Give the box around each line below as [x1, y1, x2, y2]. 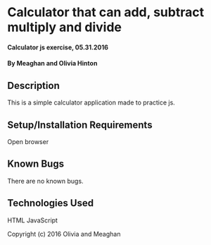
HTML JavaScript [7, 216, 58, 225]
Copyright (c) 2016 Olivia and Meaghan [7, 229, 121, 238]
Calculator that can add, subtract [7, 4, 205, 20]
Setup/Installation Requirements [7, 119, 153, 131]
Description [7, 79, 60, 92]
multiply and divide [7, 19, 122, 35]
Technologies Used [7, 197, 94, 209]
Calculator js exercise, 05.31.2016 [7, 43, 109, 52]
